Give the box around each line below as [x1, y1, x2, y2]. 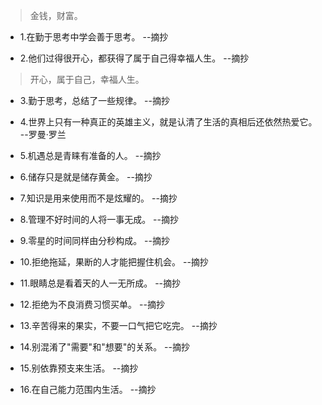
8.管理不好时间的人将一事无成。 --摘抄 [19, 214, 179, 225]
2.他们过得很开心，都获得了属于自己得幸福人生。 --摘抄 [19, 52, 250, 64]
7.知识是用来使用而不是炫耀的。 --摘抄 [19, 192, 178, 204]
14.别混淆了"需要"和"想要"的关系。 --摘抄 [19, 341, 190, 353]
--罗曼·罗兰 [19, 129, 67, 140]
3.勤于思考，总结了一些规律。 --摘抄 [19, 95, 170, 106]
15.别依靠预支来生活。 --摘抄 [19, 362, 139, 374]
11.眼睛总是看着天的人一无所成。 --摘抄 [19, 277, 182, 289]
